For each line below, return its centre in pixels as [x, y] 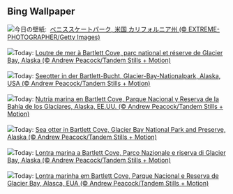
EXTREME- [204, 29]
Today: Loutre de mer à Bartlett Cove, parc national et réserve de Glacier [119, 52]
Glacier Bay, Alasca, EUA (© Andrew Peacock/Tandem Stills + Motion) [108, 183]
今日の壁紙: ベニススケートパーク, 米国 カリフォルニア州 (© [100, 29]
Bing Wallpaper [41, 12]
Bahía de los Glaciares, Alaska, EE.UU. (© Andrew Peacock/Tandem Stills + [115, 106]
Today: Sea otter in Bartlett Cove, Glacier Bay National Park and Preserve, [120, 129]
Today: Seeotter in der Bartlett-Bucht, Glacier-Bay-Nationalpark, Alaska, [118, 75]
